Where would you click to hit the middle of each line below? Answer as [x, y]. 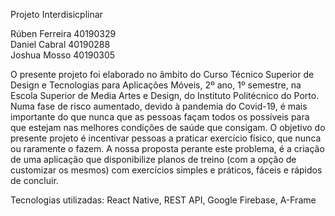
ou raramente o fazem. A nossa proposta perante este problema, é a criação [167, 148]
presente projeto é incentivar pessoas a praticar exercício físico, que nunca [166, 138]
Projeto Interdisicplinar [56, 14]
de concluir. [34, 180]
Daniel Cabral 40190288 [60, 44]
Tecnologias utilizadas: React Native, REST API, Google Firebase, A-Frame [163, 200]
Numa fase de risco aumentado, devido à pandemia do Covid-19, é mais [159, 106]
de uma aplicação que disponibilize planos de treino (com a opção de [153, 159]
